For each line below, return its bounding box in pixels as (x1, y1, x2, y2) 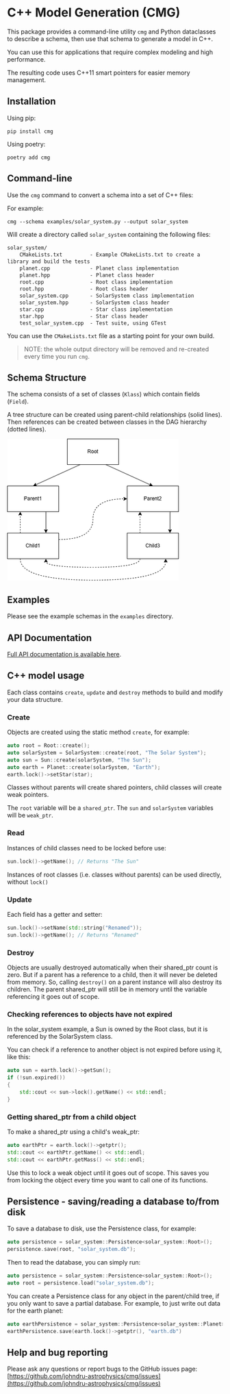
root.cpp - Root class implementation (19, 279, 173, 286)
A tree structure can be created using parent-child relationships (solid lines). (7, 411, 222, 419)
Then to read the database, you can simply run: (7, 1258, 141, 1267)
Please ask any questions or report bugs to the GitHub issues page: (7, 1365, 198, 1373)
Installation (7, 96, 56, 107)
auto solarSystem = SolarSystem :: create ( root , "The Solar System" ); (7, 749, 207, 756)
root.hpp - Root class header (19, 286, 149, 292)
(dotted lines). (7, 425, 47, 433)
